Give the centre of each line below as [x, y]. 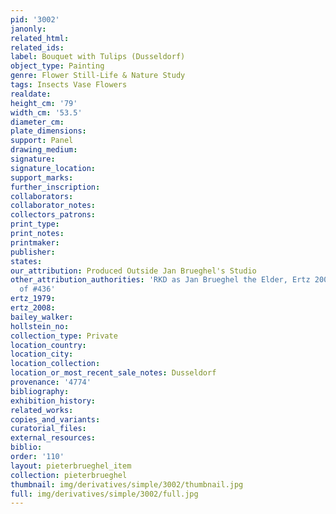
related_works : [42, 410]
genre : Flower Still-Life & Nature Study [98, 76]
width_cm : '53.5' [46, 112]
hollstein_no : [40, 326]
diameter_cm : [37, 122]
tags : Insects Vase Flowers [69, 85]
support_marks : [42, 177]
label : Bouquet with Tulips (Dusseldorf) [98, 57]
